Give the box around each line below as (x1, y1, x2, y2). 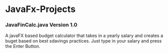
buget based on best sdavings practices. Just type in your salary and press (5, 38, 162, 44)
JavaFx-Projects (5, 3, 76, 15)
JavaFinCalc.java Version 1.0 (5, 21, 78, 28)
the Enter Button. (5, 43, 40, 49)
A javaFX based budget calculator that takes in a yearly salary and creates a (5, 32, 163, 38)
